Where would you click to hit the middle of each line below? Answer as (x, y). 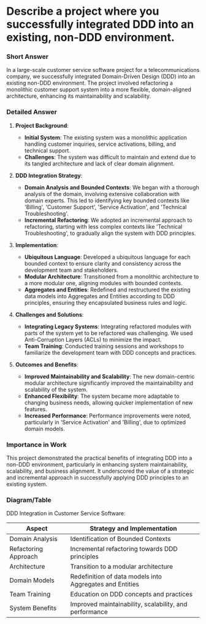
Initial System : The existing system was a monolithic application (105, 137)
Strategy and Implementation (133, 529)
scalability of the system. (56, 389)
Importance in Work (36, 444)
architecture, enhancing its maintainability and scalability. (79, 96)
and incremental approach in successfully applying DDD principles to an (97, 478)
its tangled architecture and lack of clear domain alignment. (99, 164)
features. (36, 409)
